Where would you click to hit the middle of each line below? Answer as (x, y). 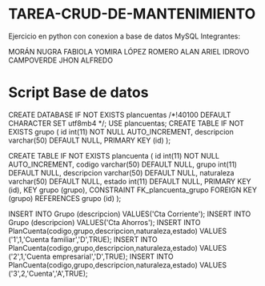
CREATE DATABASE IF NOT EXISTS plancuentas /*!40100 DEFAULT (120, 115)
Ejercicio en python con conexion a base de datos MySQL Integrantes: (124, 36)
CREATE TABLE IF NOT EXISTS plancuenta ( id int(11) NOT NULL (114, 155)
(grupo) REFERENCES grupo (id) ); (65, 198)
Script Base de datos (78, 93)
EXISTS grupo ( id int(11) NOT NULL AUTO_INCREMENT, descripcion (121, 131)
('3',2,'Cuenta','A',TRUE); (48, 273)
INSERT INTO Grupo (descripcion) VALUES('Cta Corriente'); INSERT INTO (130, 214)
